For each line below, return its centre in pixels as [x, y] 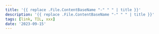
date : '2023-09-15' [26, 24]
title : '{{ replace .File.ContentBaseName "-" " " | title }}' [73, 10]
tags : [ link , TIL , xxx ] [30, 19]
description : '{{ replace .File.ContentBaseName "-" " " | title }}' [80, 14]
